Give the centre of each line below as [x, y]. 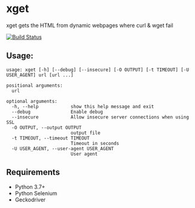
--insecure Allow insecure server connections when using [100, 117]
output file [85, 133]
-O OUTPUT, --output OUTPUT [47, 127]
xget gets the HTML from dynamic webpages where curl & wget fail [90, 25]
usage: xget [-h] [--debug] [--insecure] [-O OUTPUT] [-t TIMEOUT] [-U [97, 70]
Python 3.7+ [30, 187]
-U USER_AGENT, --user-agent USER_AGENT [63, 148]
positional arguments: [34, 85]
